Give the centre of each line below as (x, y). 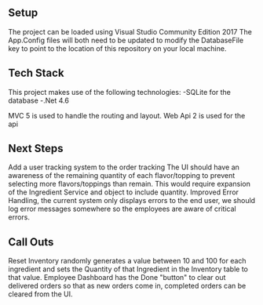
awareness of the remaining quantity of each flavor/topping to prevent (122, 176)
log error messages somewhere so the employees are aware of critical (122, 209)
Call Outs (31, 242)
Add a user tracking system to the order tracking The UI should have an (124, 167)
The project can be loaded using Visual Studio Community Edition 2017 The (130, 31)
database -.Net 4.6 (38, 100)
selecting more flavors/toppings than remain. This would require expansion (130, 184)
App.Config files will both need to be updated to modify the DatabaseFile (126, 40)
